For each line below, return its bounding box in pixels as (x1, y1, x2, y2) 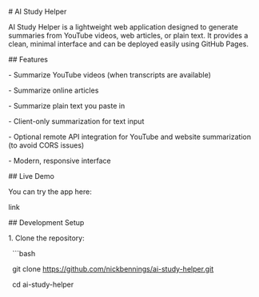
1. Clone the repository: (8, 233, 86, 243)
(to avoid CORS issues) (8, 141, 85, 150)
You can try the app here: (8, 187, 92, 196)
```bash (11, 249, 36, 258)
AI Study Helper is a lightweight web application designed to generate (8, 22, 238, 31)
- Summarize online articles (8, 85, 99, 95)
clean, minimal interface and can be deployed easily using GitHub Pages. (8, 39, 249, 49)
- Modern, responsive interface (8, 156, 111, 165)
